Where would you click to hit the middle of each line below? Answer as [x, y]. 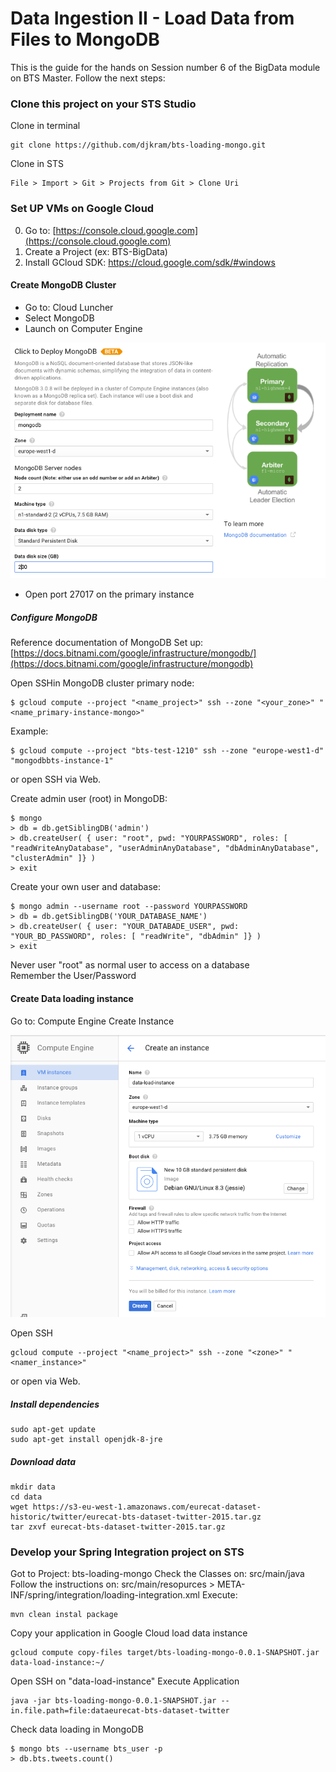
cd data [26, 1497]
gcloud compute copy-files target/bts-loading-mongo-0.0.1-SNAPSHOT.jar [165, 1653]
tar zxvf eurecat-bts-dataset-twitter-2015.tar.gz [118, 1527]
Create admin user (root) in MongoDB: [89, 799]
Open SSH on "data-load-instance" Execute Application [125, 1681]
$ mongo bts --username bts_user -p [86, 1749]
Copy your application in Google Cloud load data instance [129, 1633]
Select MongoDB [59, 318]
